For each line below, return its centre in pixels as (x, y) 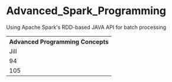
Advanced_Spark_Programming (86, 11)
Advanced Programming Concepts (59, 41)
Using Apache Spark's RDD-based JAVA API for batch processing (86, 27)
